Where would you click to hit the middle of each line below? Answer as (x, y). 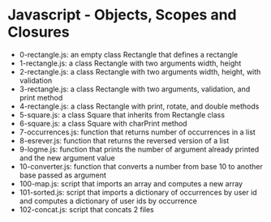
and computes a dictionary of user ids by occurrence (108, 201)
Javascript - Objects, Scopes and (122, 15)
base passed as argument (63, 175)
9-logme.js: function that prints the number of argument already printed (139, 149)
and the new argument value (67, 158)
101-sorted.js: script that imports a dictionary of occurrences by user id (138, 192)
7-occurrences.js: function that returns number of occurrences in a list (138, 132)
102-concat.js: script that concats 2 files (87, 209)
